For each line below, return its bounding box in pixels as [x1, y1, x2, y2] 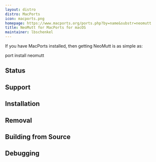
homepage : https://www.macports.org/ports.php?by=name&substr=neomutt [5, 20, 152, 26]
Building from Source [5, 132, 71, 141]
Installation [5, 100, 40, 108]
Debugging [5, 149, 40, 158]
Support [5, 83, 31, 91]
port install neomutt [5, 53, 44, 58]
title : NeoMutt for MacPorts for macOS [5, 25, 86, 30]
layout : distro [5, 7, 36, 12]
